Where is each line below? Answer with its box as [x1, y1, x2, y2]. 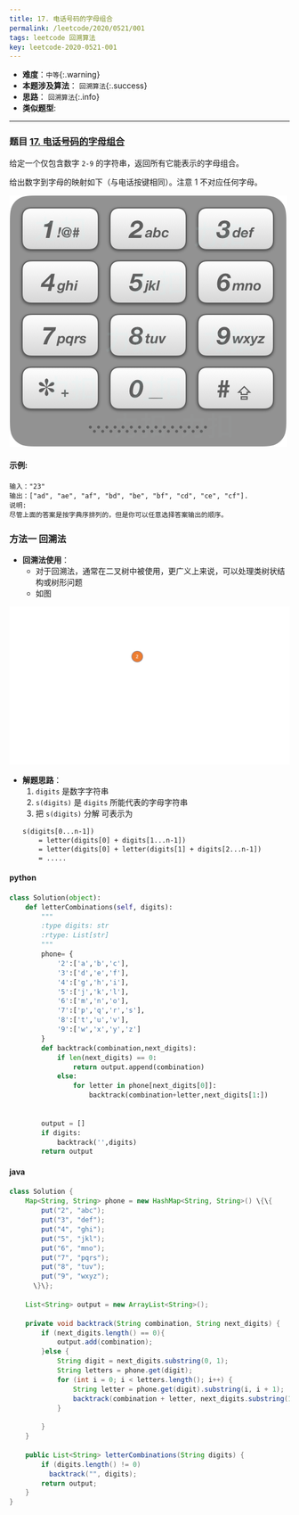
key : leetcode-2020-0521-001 [9, 43, 117, 52]
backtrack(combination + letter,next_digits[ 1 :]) [88, 1091, 269, 1100]
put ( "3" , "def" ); [41, 1215, 105, 1225]
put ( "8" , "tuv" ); [41, 1263, 105, 1272]
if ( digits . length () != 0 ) [41, 1460, 141, 1469]
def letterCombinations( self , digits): [25, 902, 174, 911]
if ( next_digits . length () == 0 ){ [41, 1329, 166, 1338]
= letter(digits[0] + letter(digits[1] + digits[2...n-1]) [38, 844, 263, 853]
